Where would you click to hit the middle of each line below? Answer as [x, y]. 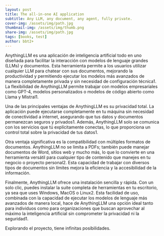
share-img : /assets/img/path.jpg [39, 32]
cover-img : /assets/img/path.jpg [39, 23]
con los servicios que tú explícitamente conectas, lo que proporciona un [78, 127]
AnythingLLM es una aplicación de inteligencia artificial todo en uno [73, 55]
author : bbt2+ [20, 42]
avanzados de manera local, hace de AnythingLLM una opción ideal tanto [79, 203]
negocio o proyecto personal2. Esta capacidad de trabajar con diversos [77, 162]
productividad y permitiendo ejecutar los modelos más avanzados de [75, 76]
